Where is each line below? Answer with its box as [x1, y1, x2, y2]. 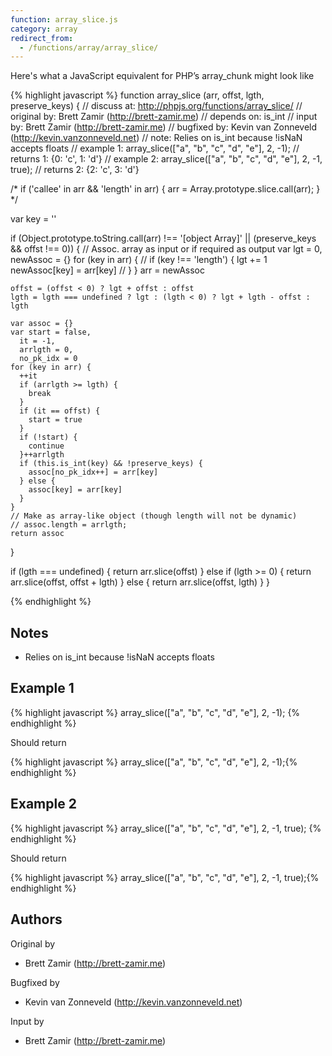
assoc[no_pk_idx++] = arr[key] [28, 467, 159, 478]
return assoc [10, 529, 65, 539]
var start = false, [10, 327, 92, 338]
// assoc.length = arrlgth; [10, 520, 128, 530]
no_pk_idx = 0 [19, 354, 78, 364]
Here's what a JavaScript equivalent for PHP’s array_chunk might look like [10, 70, 315, 82]
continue [28, 441, 65, 451]
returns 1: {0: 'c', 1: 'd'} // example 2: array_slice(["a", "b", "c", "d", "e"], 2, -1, [10, 153, 323, 165]
